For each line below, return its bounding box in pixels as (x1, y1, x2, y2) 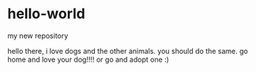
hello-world (7, 5, 86, 23)
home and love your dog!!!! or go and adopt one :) (7, 55, 169, 64)
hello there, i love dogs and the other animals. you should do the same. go (7, 46, 248, 55)
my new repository (7, 31, 69, 40)
